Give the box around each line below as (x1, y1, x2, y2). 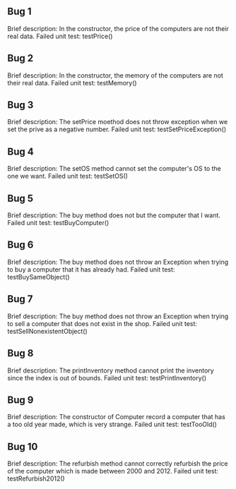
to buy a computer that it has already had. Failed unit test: (7, 265, 175, 274)
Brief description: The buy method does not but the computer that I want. (7, 211, 221, 219)
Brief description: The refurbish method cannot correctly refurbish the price (7, 459, 228, 468)
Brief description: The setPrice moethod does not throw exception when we (7, 118, 228, 126)
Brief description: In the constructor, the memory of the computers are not (7, 71, 224, 80)
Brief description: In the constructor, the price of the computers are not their (7, 24, 230, 32)
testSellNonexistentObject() (7, 327, 88, 335)
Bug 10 (7, 440, 38, 452)
